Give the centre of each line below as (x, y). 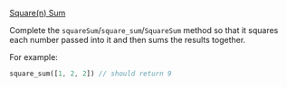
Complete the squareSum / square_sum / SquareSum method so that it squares (144, 30)
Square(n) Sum (38, 13)
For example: (34, 57)
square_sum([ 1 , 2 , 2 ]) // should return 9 (91, 74)
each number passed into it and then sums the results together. (128, 40)
